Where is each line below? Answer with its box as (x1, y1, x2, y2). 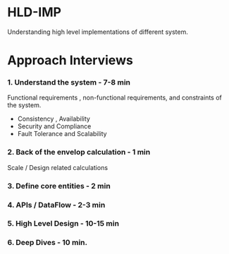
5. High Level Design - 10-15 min (7, 219, 120, 229)
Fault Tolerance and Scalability (17, 130, 107, 138)
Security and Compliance (17, 122, 92, 131)
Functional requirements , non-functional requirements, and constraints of (7, 93, 222, 102)
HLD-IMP (7, 4, 62, 20)
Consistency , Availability (17, 114, 90, 123)
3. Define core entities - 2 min (7, 181, 111, 190)
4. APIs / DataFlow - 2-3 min (7, 200, 106, 210)
